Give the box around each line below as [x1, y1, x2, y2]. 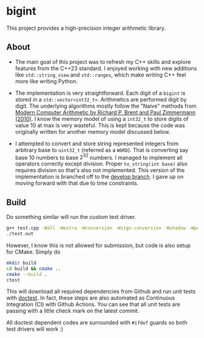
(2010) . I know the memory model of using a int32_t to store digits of [15, 115, 189, 122]
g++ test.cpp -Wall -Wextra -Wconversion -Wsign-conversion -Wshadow [6, 225, 186, 232]
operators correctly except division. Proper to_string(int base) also [15, 160, 188, 168]
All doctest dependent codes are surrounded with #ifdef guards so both [6, 319, 188, 326]
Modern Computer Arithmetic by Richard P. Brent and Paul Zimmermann [15, 108, 196, 116]
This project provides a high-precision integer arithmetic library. [6, 24, 166, 32]
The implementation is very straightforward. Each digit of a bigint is [15, 89, 186, 97]
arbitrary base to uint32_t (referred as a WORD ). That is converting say [15, 146, 189, 153]
